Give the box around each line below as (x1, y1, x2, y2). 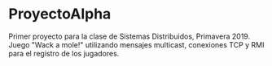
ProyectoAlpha (8, 5, 112, 23)
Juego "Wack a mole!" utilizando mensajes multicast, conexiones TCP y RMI (8, 39, 265, 49)
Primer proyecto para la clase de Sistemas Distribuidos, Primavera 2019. (8, 31, 251, 41)
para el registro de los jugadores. (8, 48, 120, 58)
